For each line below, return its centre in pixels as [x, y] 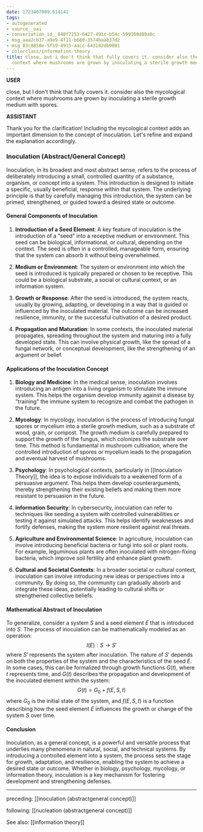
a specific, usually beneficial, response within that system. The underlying [98, 189]
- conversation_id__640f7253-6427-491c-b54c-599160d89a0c [81, 35]
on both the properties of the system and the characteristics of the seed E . [99, 661]
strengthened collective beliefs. [54, 595]
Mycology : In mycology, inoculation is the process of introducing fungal [105, 420]
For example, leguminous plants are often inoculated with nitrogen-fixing [105, 552]
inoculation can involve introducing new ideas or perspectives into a [100, 576]
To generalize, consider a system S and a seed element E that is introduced [100, 623]
